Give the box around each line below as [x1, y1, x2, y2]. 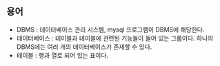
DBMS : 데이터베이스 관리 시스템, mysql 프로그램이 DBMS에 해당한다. [16, 25, 205, 34]
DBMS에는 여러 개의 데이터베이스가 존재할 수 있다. [16, 43, 152, 51]
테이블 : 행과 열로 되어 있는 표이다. [16, 51, 108, 59]
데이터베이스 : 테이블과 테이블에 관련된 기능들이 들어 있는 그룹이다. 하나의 [16, 34, 214, 42]
